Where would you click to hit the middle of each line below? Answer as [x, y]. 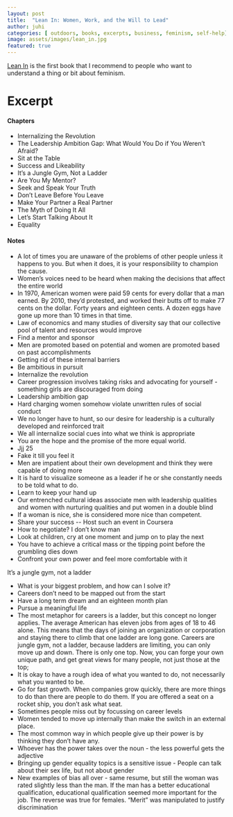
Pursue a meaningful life [52, 608]
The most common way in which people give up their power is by [110, 733]
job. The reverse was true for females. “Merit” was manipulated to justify [121, 800]
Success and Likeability [51, 166]
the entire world [40, 286]
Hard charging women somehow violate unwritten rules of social [109, 404]
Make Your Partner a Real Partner [65, 203]
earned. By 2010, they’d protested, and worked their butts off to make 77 [121, 300]
